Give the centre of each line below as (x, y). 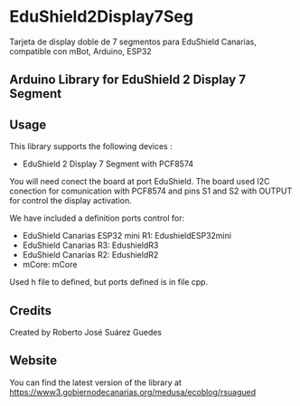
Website (33, 360)
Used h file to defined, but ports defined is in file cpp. (109, 282)
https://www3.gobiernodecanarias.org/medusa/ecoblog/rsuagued (133, 392)
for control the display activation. (71, 201)
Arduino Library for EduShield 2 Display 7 (128, 80)
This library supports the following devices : (91, 146)
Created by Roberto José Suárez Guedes (86, 332)
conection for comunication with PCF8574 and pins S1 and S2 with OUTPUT (151, 191)
